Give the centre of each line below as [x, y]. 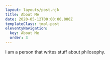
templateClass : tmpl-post [32, 24]
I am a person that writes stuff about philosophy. [55, 52]
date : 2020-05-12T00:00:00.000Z [39, 19]
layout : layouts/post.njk [32, 10]
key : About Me [24, 33]
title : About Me [22, 14]
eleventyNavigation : [27, 28]
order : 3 [19, 38]
